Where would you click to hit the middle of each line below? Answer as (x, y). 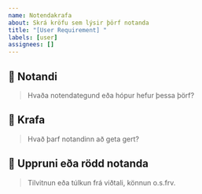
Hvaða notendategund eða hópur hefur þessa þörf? (111, 95)
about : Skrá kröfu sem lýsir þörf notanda (79, 23)
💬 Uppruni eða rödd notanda (79, 164)
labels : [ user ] (33, 37)
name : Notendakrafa (40, 15)
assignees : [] (31, 45)
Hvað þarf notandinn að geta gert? (83, 139)
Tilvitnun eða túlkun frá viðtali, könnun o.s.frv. (101, 182)
